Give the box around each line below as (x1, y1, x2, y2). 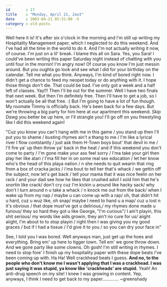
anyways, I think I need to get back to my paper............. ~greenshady (5, 276, 148, 282)
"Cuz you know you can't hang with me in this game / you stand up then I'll (5, 129, 160, 135)
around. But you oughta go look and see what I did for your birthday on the (5, 67, 159, 73)
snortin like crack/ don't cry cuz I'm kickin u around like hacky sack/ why (5, 182, 155, 188)
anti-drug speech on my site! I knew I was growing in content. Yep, (5, 271, 143, 277)
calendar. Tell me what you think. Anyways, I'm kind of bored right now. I (5, 72, 155, 78)
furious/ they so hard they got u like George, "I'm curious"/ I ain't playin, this (5, 208, 162, 214)
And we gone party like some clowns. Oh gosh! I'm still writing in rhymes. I (5, 244, 159, 250)
